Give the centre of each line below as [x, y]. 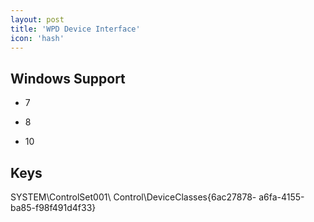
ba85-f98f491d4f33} [53, 207]
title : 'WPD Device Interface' [75, 29]
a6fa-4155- [281, 197]
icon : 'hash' [37, 38]
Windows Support [68, 78]
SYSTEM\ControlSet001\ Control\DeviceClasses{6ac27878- [133, 197]
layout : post [37, 19]
